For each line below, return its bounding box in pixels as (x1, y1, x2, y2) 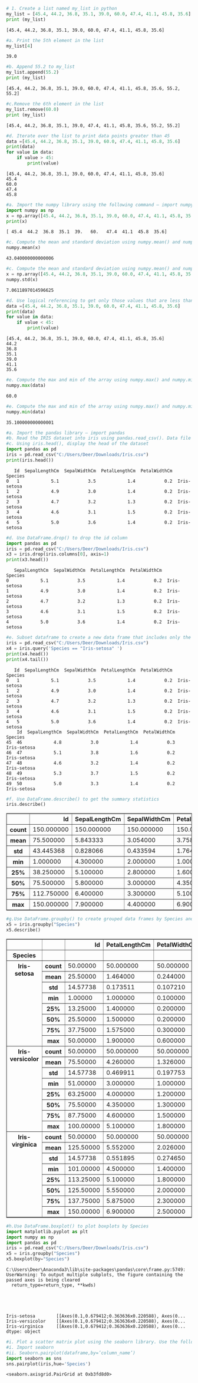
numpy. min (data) (6, 409, 46, 415)
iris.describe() (6, 802, 46, 808)
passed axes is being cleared (6, 1277, 81, 1283)
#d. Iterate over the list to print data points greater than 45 (6, 133, 170, 139)
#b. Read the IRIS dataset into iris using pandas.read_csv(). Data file (6, 435, 192, 442)
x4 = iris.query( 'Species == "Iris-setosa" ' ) (6, 646, 123, 651)
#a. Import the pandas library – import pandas (6, 430, 126, 436)
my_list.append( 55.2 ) (6, 70, 60, 75)
